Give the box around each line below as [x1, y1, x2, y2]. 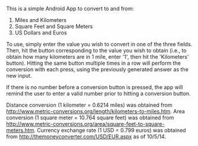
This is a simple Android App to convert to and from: [6, 5, 134, 12]
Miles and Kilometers [14, 17, 67, 23]
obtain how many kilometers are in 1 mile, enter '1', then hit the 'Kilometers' [6, 53, 189, 60]
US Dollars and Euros [14, 29, 67, 36]
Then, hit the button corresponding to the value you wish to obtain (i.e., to [6, 47, 187, 54]
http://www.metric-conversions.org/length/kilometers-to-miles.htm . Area [6, 108, 186, 115]
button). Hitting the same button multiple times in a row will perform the [6, 59, 181, 66]
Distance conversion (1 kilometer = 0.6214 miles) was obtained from [6, 101, 172, 109]
